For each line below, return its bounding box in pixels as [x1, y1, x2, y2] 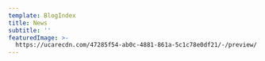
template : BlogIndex [8, 11, 77, 20]
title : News [8, 19, 48, 27]
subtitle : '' [8, 26, 52, 34]
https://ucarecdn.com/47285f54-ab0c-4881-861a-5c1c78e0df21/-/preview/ [15, 41, 258, 49]
